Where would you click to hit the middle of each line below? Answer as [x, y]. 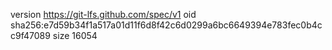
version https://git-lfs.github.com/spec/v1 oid [103, 14]
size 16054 [75, 35]
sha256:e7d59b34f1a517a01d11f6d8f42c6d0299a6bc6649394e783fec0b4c [166, 25]
